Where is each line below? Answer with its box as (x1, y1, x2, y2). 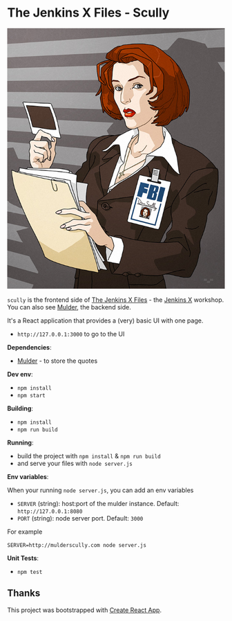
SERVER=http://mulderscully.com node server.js (7, 541, 147, 548)
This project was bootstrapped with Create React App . (7, 606, 162, 614)
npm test (17, 568, 43, 575)
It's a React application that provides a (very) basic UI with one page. (7, 316, 204, 325)
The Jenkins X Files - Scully (7, 5, 170, 21)
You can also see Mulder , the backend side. (7, 303, 131, 311)
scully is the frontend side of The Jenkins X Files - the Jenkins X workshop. (7, 296, 224, 304)
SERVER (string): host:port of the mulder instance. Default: (17, 499, 180, 507)
